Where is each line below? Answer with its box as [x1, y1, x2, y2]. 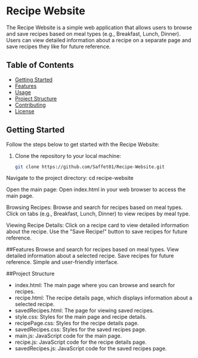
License [14, 107, 35, 114]
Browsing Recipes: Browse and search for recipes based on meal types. [6, 204, 183, 211]
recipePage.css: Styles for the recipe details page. [14, 320, 139, 327]
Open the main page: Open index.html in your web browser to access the [6, 186, 186, 193]
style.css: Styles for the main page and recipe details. [14, 313, 147, 320]
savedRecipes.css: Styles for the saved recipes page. [14, 326, 147, 333]
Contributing [14, 101, 46, 108]
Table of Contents [6, 60, 75, 70]
